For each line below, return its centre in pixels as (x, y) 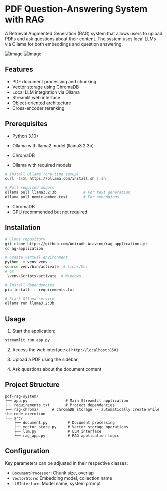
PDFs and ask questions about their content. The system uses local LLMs (81, 39)
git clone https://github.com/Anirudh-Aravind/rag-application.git (77, 244)
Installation (23, 228)
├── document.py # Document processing (64, 422)
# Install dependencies (30, 285)
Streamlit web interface (36, 97)
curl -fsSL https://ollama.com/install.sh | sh (56, 179)
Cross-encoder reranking (38, 108)
